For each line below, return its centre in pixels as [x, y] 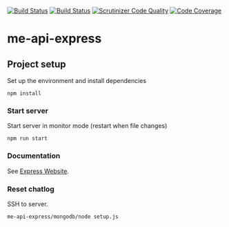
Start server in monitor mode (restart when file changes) [87, 126]
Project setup [37, 64]
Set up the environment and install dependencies [77, 81]
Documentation [34, 156]
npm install [24, 93]
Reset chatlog [31, 189]
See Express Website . [38, 171]
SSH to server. [28, 203]
